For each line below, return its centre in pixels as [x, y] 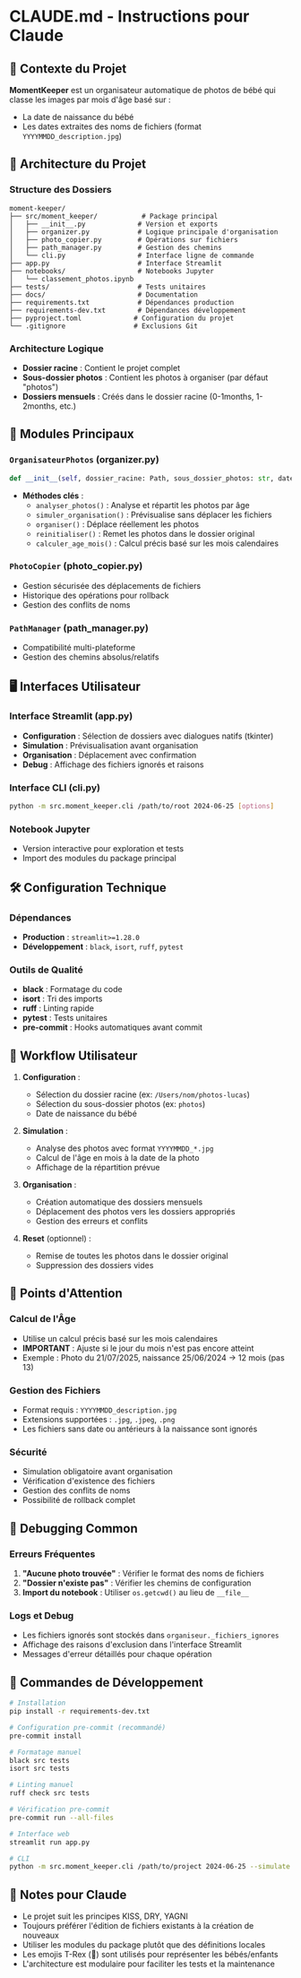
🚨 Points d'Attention [66, 1294]
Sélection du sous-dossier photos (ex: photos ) [120, 1104]
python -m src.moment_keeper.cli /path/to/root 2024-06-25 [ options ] [142, 807]
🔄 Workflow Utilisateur [73, 1055]
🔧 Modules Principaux [72, 434]
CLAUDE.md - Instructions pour [129, 17]
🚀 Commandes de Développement [106, 1682]
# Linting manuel [42, 1785]
